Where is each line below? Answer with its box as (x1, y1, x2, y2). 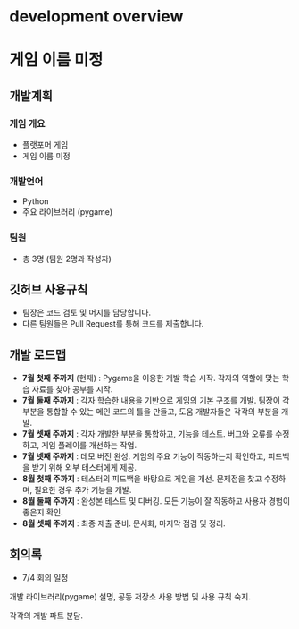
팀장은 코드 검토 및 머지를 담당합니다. (21, 307, 152, 319)
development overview (9, 6, 184, 27)
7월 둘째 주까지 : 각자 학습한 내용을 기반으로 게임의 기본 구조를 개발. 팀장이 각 (21, 395, 290, 406)
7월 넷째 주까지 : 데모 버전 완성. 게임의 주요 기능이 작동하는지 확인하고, (21, 451, 266, 462)
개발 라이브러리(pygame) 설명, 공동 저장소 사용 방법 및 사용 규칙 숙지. (9, 591, 252, 602)
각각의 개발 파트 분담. (9, 610, 83, 621)
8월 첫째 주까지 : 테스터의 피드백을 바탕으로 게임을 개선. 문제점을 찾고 (21, 473, 262, 484)
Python (21, 196, 49, 207)
